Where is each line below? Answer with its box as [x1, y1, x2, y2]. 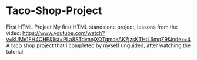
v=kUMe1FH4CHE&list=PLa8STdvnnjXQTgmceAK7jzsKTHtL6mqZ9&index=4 [6, 36, 191, 43]
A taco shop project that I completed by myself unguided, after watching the [6, 42, 191, 49]
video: [6, 29, 22, 36]
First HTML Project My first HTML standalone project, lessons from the [6, 23, 178, 30]
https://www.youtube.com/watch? [22, 29, 105, 36]
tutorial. [6, 48, 25, 55]
